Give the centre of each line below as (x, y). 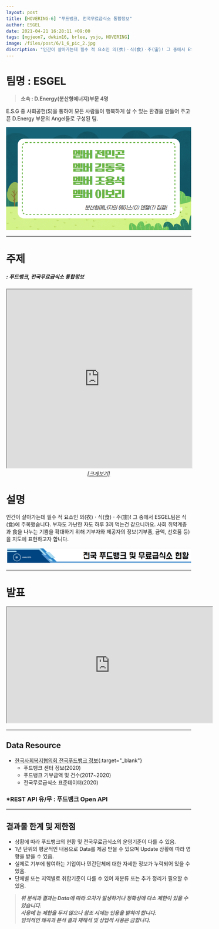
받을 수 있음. (40, 856)
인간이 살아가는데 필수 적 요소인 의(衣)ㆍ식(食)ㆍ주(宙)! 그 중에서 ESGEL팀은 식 (96, 517)
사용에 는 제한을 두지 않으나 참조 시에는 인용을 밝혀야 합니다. (88, 913)
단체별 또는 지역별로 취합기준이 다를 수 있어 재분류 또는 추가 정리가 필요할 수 (102, 878)
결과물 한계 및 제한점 (41, 826)
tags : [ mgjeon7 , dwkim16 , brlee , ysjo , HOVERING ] (68, 37)
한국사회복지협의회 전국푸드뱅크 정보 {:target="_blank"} (78, 760)
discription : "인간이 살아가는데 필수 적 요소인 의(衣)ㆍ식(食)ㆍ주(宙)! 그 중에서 (96, 50)
